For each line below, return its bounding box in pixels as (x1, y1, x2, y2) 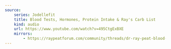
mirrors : (14, 31, 33, 36)
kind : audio (14, 21, 39, 27)
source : (5, 7, 21, 13)
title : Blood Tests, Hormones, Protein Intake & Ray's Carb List (14, 17, 156, 22)
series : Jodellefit (14, 12, 56, 17)
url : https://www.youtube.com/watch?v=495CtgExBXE (14, 27, 124, 32)
